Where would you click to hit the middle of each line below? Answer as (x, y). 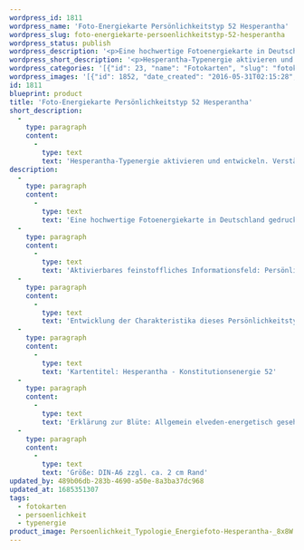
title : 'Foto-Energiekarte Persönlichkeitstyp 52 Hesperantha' (131, 102)
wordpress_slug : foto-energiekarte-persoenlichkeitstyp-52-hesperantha (147, 34)
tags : (19, 498)
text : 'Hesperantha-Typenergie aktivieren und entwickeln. (156, 161)
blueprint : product (46, 93)
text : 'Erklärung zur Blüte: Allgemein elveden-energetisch (157, 422)
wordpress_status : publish (60, 43)
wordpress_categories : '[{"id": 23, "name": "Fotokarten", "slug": (139, 69)
